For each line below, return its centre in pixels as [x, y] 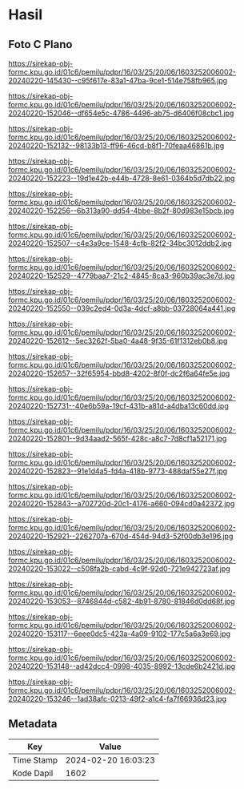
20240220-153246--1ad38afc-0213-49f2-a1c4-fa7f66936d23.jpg [117, 699]
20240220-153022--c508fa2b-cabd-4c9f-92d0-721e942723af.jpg [119, 569]
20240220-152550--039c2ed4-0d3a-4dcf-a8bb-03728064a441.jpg [122, 308]
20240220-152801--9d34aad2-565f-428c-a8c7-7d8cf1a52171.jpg [118, 439]
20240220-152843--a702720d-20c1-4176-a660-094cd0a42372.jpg [122, 503]
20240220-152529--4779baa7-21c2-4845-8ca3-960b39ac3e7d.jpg [122, 276]
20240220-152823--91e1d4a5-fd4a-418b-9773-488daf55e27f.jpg [118, 471]
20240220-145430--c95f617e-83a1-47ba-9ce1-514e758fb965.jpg [118, 81]
